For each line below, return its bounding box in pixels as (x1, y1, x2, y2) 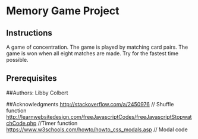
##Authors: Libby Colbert (6, 89, 68, 96)
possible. (6, 56, 29, 63)
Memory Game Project (6, 4, 120, 18)
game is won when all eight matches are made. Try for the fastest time (6, 50, 179, 57)
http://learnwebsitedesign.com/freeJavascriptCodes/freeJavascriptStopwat (6, 113, 192, 120)
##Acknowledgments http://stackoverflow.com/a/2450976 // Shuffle (6, 100, 174, 108)
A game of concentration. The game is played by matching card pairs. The (6, 43, 188, 50)
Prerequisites (6, 73, 57, 84)
